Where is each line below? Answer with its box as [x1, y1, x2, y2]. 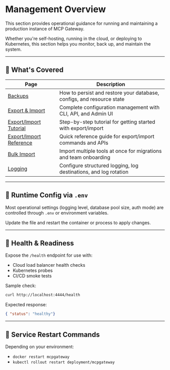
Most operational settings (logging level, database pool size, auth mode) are [5, 204, 164, 211]
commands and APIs [59, 139, 109, 146]
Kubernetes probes [12, 267, 53, 274]
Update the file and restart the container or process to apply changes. [5, 219, 151, 226]
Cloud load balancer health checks [12, 262, 86, 268]
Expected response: [5, 302, 47, 308]
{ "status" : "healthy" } [5, 311, 56, 317]
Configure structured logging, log [59, 162, 139, 169]
